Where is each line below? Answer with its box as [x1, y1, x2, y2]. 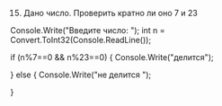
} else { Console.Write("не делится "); [10, 69, 152, 80]
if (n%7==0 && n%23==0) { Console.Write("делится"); [10, 52, 214, 62]
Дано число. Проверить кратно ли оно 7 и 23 [22, 8, 199, 18]
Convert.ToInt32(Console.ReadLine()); [10, 35, 152, 45]
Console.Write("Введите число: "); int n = [10, 25, 165, 35]
